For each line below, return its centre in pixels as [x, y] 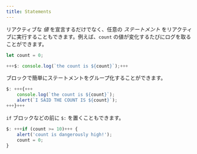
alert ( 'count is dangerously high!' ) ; [64, 134]
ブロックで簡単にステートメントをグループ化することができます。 [86, 78]
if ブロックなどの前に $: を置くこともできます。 [65, 118]
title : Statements [29, 12]
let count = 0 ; [25, 55]
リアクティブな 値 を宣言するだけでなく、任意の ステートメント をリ [89, 29]
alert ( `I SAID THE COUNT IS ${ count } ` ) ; [67, 100]
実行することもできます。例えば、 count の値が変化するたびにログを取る [104, 37]
